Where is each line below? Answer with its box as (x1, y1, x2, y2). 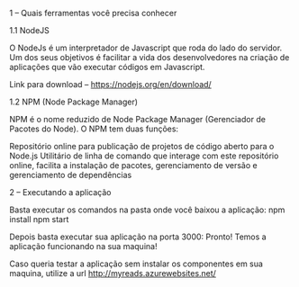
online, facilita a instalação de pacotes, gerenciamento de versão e (9, 160, 258, 170)
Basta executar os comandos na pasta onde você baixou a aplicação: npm (9, 204, 285, 215)
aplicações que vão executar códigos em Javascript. (9, 62, 205, 72)
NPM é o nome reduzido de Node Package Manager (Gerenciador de (9, 114, 266, 124)
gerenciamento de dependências (9, 170, 132, 180)
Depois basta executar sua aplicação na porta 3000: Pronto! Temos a (9, 231, 267, 242)
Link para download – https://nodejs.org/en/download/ (9, 79, 212, 89)
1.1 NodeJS (9, 25, 50, 35)
